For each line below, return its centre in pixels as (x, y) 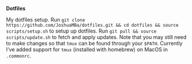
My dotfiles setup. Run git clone (46, 19)
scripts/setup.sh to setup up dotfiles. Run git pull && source (81, 31)
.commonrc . (19, 56)
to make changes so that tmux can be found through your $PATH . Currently (94, 43)
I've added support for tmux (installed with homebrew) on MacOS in (87, 49)
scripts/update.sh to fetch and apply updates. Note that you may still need (96, 37)
